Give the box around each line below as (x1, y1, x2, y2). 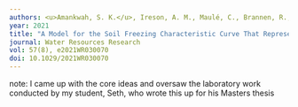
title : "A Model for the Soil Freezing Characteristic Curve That (9, 29, 260, 38)
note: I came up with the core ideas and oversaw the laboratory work (9, 79, 262, 88)
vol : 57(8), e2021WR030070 (9, 46, 109, 55)
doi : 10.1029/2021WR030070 (9, 54, 109, 63)
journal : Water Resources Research (9, 37, 141, 47)
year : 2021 (9, 21, 50, 30)
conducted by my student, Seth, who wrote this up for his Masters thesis (9, 88, 275, 98)
